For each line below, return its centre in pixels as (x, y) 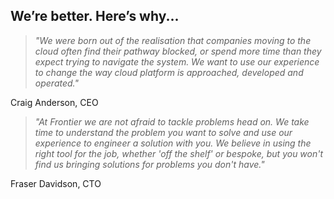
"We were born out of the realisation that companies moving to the (173, 40)
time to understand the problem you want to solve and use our (163, 132)
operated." (56, 83)
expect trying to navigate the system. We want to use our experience (177, 61)
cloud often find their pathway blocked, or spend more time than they (178, 51)
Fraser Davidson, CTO (56, 183)
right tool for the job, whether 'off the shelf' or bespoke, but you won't (179, 153)
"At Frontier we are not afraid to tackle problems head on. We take (172, 121)
